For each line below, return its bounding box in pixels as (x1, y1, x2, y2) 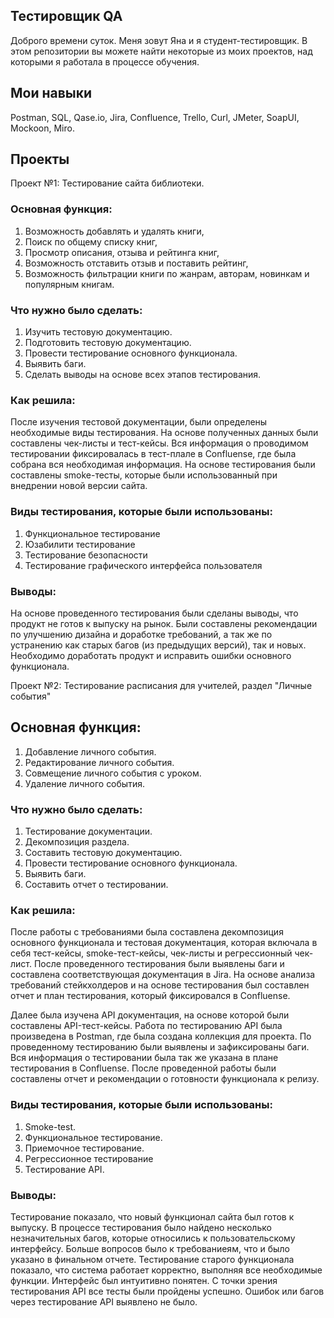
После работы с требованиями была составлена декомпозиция (10, 926, 284, 938)
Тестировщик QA (10, 8, 123, 25)
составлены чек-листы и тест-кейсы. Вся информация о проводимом (10, 437, 309, 449)
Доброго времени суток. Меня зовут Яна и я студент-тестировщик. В (10, 34, 308, 46)
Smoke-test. (24, 1120, 77, 1133)
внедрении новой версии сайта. (10, 480, 148, 492)
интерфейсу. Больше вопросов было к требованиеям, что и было (10, 1242, 290, 1254)
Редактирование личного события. (24, 756, 175, 768)
